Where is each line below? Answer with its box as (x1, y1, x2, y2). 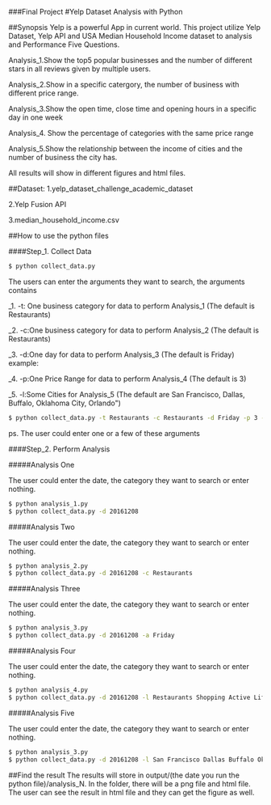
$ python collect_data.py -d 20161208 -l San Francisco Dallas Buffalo (8, 756, 254, 764)
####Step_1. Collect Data (8, 247, 92, 256)
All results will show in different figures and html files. (8, 168, 186, 177)
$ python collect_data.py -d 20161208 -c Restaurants (8, 570, 194, 578)
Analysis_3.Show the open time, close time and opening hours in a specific (8, 104, 256, 113)
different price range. (8, 88, 79, 98)
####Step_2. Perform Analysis (8, 444, 110, 454)
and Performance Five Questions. (8, 40, 120, 49)
